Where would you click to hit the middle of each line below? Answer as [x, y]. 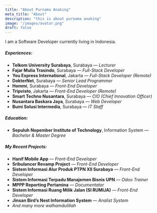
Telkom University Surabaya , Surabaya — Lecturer [64, 65]
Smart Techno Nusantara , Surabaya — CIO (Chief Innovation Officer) [82, 96]
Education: [17, 118]
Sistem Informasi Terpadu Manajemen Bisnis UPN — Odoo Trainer [80, 180]
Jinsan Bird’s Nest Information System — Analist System [70, 200]
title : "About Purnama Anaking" [38, 10]
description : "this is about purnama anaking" [53, 19]
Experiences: [19, 53]
